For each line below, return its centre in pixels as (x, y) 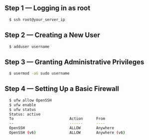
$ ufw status (23, 109)
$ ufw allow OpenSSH (30, 100)
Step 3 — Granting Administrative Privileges (74, 62)
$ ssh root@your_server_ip (37, 19)
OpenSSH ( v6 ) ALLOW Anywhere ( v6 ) (67, 133)
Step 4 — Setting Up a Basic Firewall (62, 89)
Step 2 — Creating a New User (52, 35)
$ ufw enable (23, 105)
